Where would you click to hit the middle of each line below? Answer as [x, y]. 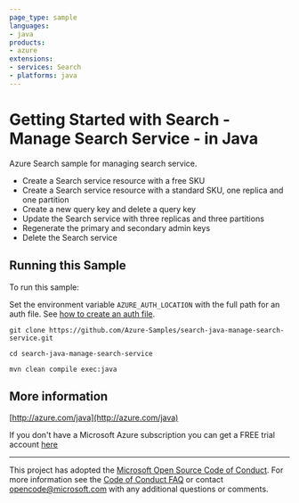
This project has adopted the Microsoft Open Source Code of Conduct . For [146, 470]
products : [28, 42]
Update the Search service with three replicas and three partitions [143, 219]
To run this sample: [44, 287]
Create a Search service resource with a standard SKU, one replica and [153, 190]
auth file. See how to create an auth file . [82, 314]
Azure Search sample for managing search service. [103, 163]
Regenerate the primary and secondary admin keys [116, 227]
